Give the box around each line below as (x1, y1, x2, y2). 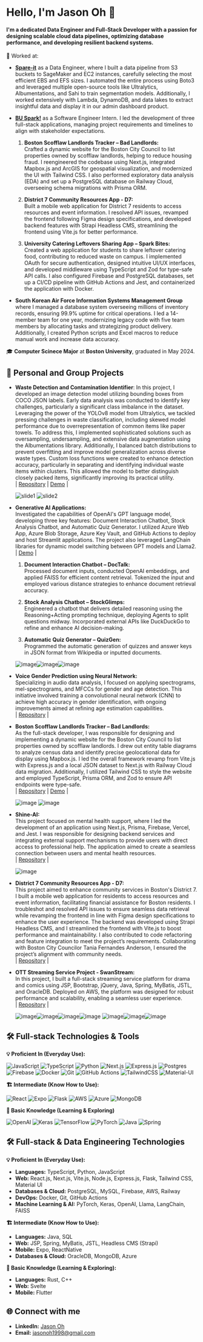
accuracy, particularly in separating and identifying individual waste (15, 461, 184, 469)
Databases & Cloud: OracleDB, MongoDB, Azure (15, 1252, 138, 1259)
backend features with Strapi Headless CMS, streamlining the (24, 222, 178, 229)
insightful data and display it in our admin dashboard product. (15, 103, 169, 110)
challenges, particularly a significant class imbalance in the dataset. (15, 403, 185, 410)
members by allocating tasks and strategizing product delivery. (15, 323, 173, 330)
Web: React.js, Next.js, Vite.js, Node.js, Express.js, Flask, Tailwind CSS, (15, 1174, 193, 1182)
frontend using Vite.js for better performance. (24, 228, 138, 236)
